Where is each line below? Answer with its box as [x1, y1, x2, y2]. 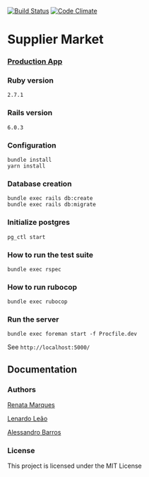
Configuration [7, 140, 56, 150]
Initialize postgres [7, 218, 71, 228]
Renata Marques [7, 401, 55, 409]
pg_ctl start [7, 233, 46, 240]
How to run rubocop [7, 282, 78, 292]
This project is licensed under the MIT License [7, 461, 143, 470]
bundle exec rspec [7, 266, 61, 273]
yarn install [7, 163, 46, 170]
